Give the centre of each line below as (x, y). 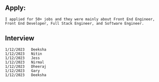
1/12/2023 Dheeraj (26, 66)
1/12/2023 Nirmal (25, 62)
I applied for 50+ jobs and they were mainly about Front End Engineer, (80, 19)
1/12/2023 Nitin (24, 54)
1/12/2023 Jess (23, 58)
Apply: (15, 8)
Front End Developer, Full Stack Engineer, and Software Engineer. (75, 23)
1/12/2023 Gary (23, 71)
